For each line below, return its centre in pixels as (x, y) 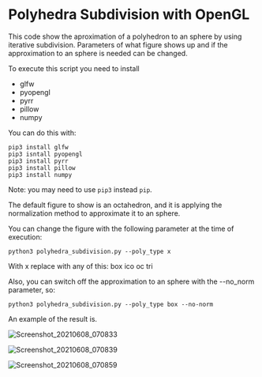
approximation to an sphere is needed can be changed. (98, 53)
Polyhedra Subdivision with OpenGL (129, 15)
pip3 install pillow (42, 168)
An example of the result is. (52, 319)
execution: (25, 237)
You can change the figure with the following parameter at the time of (121, 228)
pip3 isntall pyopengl (45, 154)
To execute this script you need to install (74, 68)
